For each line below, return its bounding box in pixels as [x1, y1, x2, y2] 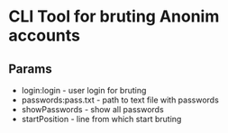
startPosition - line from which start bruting [21, 114, 182, 124]
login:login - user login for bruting [21, 85, 147, 95]
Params [8, 61, 52, 76]
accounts [8, 25, 80, 46]
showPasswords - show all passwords [21, 104, 164, 114]
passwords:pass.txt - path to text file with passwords [21, 94, 220, 105]
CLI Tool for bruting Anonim [8, 6, 220, 27]
